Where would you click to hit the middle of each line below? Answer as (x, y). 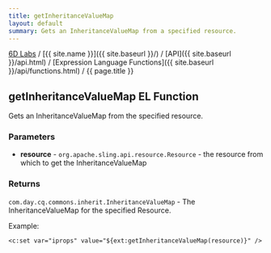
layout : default (36, 23)
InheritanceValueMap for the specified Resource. (90, 210)
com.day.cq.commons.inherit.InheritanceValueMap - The (102, 201)
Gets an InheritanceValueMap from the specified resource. (106, 116)
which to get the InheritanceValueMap (83, 163)
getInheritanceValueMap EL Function (104, 97)
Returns (24, 184)
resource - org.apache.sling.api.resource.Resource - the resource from (142, 154)
